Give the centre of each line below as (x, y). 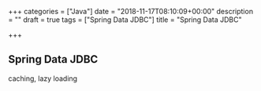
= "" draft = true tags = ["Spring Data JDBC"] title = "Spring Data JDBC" (125, 20)
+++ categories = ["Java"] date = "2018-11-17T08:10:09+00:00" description (131, 11)
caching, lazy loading (43, 78)
